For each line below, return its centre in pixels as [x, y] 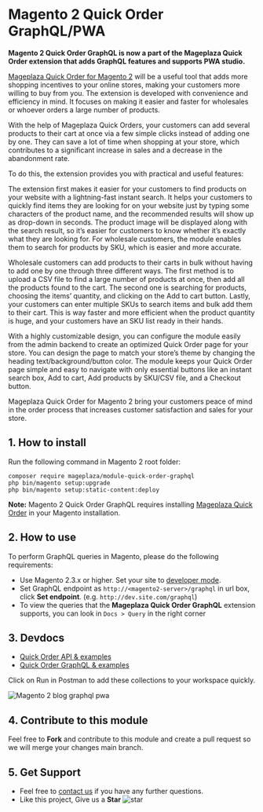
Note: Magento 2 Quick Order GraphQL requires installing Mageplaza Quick [130, 504]
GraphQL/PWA [57, 31]
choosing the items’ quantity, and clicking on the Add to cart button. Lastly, [130, 295]
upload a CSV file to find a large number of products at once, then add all [126, 279]
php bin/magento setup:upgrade [59, 483]
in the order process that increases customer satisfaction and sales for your [131, 409]
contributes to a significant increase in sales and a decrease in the [115, 150]
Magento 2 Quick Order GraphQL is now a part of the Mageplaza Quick [125, 53]
